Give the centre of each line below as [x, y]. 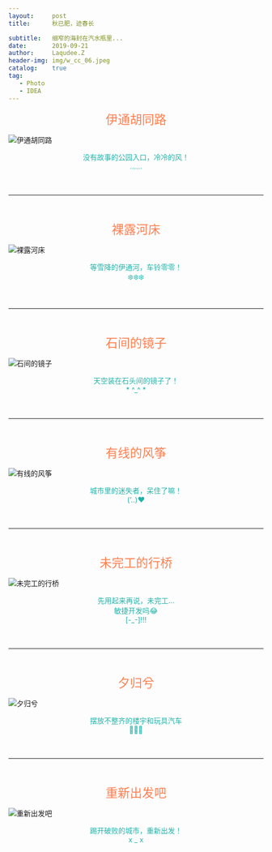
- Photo [32, 83]
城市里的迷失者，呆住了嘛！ [136, 490]
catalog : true [38, 69]
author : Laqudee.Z [47, 54]
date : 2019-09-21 [49, 45]
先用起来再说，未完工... [136, 600]
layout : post [38, 16]
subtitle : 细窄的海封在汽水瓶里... [66, 38]
